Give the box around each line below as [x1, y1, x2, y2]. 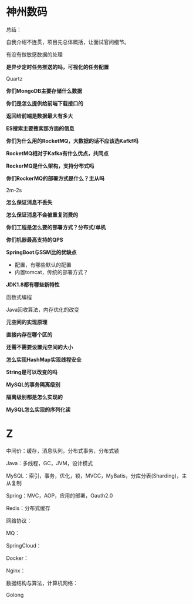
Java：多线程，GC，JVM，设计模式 [6, 459, 93, 466]
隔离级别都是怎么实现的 [6, 393, 63, 401]
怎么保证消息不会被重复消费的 [6, 211, 78, 218]
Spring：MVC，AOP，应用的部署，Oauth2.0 [6, 492, 113, 499]
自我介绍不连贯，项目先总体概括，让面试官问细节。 [6, 38, 130, 45]
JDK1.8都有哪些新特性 [6, 281, 60, 288]
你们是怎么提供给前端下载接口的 [6, 99, 83, 106]
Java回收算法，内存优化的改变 [6, 306, 80, 313]
